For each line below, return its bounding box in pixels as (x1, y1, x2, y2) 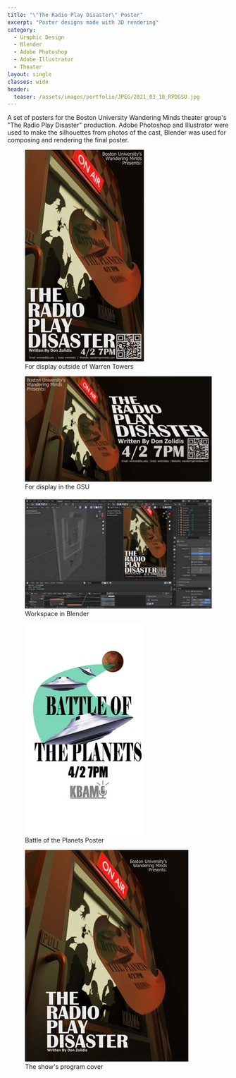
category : (7, 26, 37, 33)
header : (7, 85, 30, 93)
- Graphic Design (13, 34, 65, 41)
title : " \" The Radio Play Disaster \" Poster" (7, 11, 143, 18)
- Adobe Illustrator (13, 56, 74, 63)
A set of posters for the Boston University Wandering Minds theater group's (7, 114, 227, 122)
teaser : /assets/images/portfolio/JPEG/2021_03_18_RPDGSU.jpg (13, 93, 200, 100)
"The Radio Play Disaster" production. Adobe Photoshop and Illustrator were (7, 121, 229, 130)
